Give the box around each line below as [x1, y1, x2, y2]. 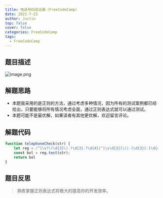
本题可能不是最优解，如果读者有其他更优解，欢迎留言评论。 [12, 112, 131, 118]
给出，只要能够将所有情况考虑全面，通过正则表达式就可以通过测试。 [12, 107, 148, 112]
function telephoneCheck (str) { [5, 142, 70, 146]
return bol [14, 155, 36, 160]
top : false [5, 20, 27, 26]
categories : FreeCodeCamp [5, 30, 57, 35]
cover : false [5, 25, 32, 30]
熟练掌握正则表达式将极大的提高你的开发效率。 [16, 188, 111, 194]
